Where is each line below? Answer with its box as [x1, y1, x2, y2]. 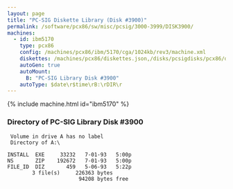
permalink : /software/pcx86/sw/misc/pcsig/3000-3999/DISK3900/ [7, 23, 194, 30]
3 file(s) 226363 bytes [32, 169, 113, 177]
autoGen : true [19, 62, 60, 69]
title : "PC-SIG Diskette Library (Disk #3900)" [7, 17, 148, 24]
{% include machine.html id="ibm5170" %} [7, 100, 130, 108]
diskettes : [19, 55, 51, 62]
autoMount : [19, 68, 51, 75]
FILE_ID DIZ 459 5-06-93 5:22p [7, 163, 132, 170]
